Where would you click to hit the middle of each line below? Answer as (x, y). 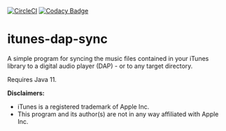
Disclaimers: (26, 93)
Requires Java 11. (32, 79)
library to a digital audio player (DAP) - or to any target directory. (100, 66)
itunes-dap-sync (58, 39)
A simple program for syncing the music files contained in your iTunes (108, 58)
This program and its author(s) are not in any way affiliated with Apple (118, 114)
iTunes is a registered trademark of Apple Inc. (83, 106)
